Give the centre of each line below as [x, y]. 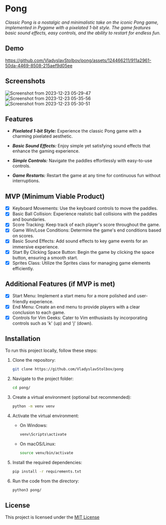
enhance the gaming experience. [46, 151]
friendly [20, 301]
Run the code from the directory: [46, 481]
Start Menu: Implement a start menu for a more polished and [74, 296]
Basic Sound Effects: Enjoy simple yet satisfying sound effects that [81, 146]
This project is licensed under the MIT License [53, 517]
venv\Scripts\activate [43, 434]
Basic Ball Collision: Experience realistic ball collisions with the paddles [85, 214]
